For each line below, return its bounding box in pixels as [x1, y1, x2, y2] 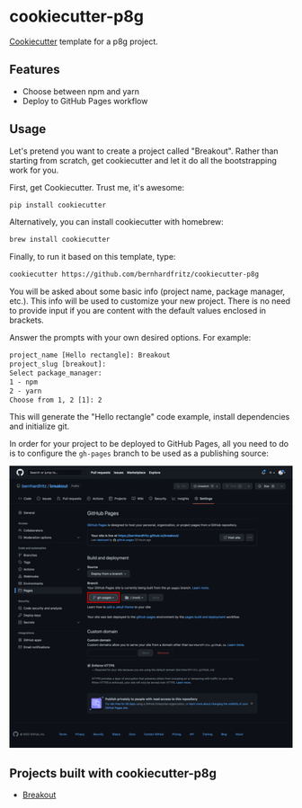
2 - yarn [9, 386, 42, 396]
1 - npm [9, 377, 39, 387]
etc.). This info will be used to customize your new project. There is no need [9, 296, 290, 306]
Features [9, 62, 60, 77]
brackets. [9, 315, 45, 325]
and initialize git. [9, 421, 70, 432]
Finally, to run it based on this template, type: [9, 252, 176, 262]
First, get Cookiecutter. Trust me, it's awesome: [9, 182, 185, 192]
